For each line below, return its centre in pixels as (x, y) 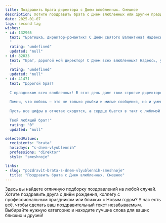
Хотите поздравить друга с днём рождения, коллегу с (62, 194)
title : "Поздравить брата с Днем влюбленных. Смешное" (67, 175)
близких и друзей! (24, 216)
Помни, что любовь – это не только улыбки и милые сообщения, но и (81, 102)
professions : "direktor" (35, 152)
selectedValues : (22, 139)
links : (12, 166)
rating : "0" (22, 125)
